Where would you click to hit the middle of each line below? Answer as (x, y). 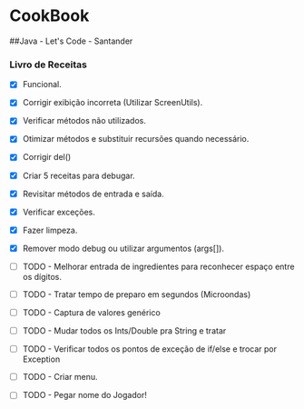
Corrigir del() (47, 157)
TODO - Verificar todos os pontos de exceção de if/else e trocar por (149, 349)
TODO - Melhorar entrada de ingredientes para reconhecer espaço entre (158, 266)
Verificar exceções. (59, 212)
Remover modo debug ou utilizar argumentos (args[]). (123, 248)
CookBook (49, 16)
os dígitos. (42, 276)
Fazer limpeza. (50, 230)
